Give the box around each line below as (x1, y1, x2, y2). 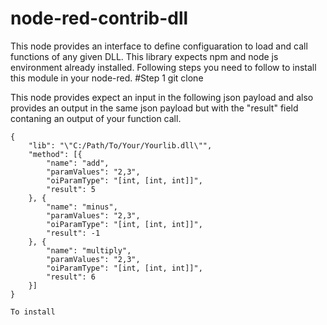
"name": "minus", (46, 202, 118, 212)
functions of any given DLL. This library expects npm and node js (10, 50, 279, 62)
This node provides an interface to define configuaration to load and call (10, 40, 308, 52)
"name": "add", (46, 158, 110, 168)
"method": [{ (28, 149, 83, 159)
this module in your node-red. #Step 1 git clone (10, 72, 204, 84)
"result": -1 (46, 228, 101, 238)
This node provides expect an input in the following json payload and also (10, 91, 314, 103)
